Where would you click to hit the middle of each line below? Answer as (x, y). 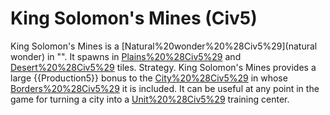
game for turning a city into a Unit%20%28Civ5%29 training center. (150, 99)
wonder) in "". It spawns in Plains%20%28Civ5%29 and (126, 56)
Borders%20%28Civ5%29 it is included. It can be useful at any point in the (165, 88)
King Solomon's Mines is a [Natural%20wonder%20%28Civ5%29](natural (164, 46)
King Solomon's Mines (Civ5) (134, 18)
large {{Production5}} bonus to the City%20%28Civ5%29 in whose (149, 78)
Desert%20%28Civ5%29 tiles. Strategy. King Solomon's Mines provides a (163, 67)
